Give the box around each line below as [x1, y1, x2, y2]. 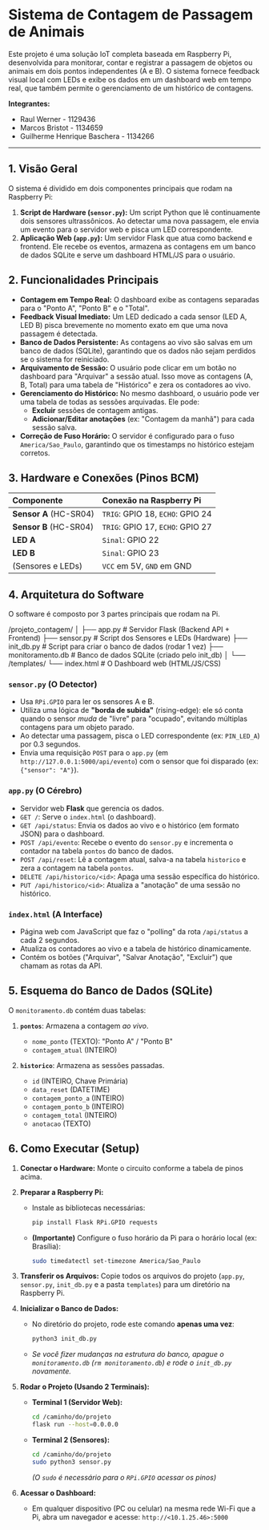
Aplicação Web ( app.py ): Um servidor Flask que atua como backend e [19, 233, 253, 242]
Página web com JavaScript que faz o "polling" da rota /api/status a [19, 927, 248, 937]
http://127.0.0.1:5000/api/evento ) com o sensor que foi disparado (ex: [19, 756, 259, 767]
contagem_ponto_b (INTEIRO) [31, 1101, 125, 1111]
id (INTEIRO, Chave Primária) [31, 1076, 129, 1086]
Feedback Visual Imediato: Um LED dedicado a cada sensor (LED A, [19, 311, 247, 322]
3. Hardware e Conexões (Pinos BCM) [8, 471, 199, 484]
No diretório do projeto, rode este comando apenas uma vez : [31, 1319, 235, 1329]
